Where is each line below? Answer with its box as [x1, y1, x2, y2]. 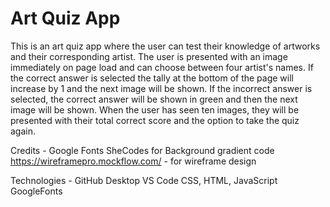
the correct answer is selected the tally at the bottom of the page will [10, 72, 294, 84]
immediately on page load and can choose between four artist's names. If [10, 61, 314, 73]
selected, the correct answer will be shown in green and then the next [10, 93, 298, 105]
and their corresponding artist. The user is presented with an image [10, 50, 288, 62]
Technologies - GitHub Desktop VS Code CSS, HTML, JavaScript [10, 174, 278, 186]
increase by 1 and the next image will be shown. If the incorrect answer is [10, 82, 313, 94]
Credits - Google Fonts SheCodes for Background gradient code [10, 144, 275, 156]
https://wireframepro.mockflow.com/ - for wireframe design [10, 155, 257, 167]
